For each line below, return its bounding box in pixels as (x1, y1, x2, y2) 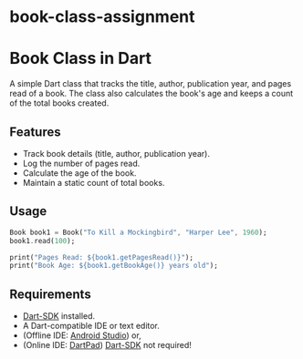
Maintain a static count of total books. (22, 177, 165, 188)
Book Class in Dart (9, 48, 152, 69)
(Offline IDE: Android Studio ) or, (22, 330, 141, 341)
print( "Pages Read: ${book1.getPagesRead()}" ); (9, 252, 194, 262)
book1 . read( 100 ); (9, 236, 76, 245)
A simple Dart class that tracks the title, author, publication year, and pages (9, 78, 292, 89)
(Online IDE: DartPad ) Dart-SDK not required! (22, 340, 192, 351)
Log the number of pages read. (22, 158, 141, 169)
